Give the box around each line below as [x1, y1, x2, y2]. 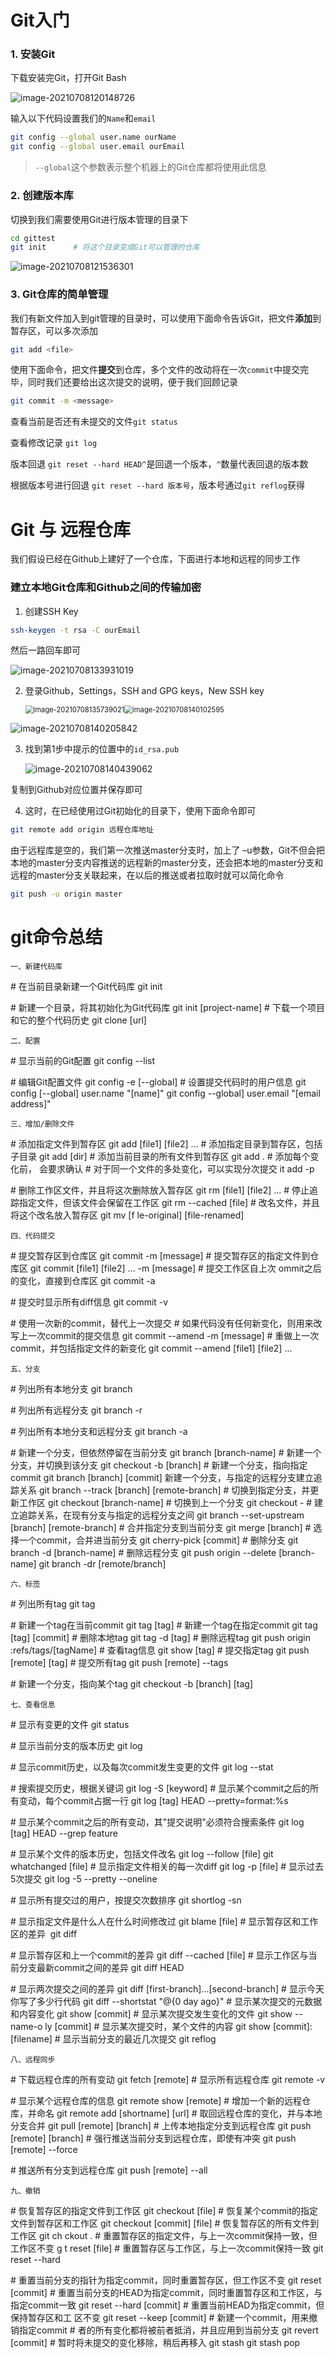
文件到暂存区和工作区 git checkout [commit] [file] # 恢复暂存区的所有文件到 [10, 2217, 320, 2230]
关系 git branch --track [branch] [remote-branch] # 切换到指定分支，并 [18, 1484, 311, 1496]
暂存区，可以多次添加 [10, 324, 98, 336]
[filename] [10, 2033, 53, 2045]
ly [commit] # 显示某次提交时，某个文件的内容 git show [44, 2021, 271, 2033]
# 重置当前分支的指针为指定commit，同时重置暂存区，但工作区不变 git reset [10, 2274, 322, 2286]
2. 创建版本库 [10, 189, 74, 203]
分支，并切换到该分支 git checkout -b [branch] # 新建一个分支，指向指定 [10, 1459, 308, 1471]
